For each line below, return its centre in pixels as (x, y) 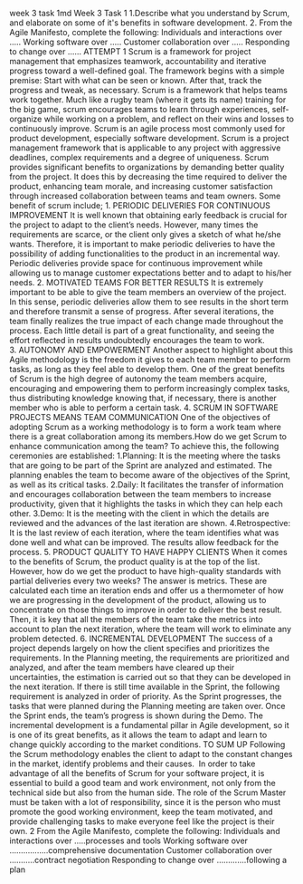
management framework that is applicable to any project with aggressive (145, 148)
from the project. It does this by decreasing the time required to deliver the (148, 177)
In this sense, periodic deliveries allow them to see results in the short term (149, 302)
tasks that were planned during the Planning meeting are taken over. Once (147, 706)
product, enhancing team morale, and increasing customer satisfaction (141, 186)
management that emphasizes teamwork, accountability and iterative (138, 61)
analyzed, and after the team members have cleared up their (122, 668)
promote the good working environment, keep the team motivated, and (141, 812)
